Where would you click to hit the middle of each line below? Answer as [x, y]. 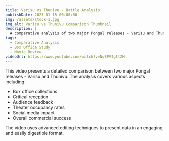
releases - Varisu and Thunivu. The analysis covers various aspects [75, 77]
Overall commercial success [42, 118]
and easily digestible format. [35, 133]
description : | [21, 29]
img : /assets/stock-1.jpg [32, 19]
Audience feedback [33, 102]
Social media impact [33, 113]
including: [16, 82]
